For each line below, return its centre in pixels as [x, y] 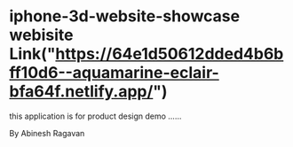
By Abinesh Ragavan [47, 133]
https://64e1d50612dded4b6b [170, 54]
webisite [41, 35]
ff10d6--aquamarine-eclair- [114, 73]
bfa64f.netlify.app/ [81, 92]
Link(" [32, 54]
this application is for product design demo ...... [95, 116]
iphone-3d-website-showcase [125, 16]
